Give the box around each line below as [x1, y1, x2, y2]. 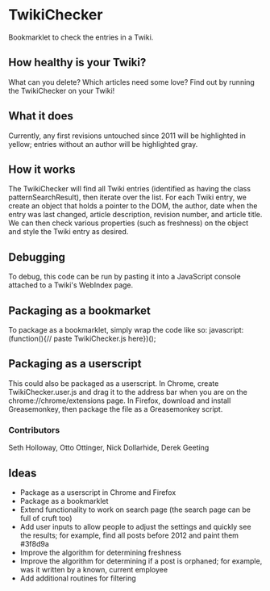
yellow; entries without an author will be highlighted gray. [8, 139, 198, 149]
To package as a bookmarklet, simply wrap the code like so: [8, 325, 208, 334]
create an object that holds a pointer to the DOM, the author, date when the [8, 201, 258, 211]
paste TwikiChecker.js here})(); [53, 333, 156, 343]
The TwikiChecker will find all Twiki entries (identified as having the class [8, 184, 251, 194]
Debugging [8, 250, 66, 264]
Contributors [8, 424, 60, 435]
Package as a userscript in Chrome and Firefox [19, 487, 177, 497]
